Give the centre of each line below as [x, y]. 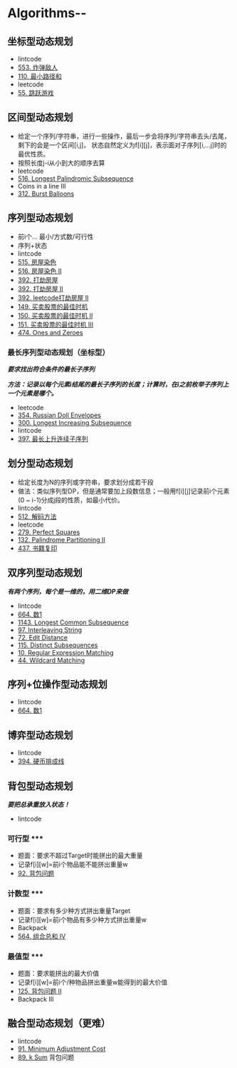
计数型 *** [26, 894]
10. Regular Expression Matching [65, 652]
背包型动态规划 [40, 786]
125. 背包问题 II [39, 991]
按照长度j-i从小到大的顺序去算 [61, 163]
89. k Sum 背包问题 [46, 1057]
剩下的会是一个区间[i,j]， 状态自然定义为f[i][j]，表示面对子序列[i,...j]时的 [122, 145]
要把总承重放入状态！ [38, 804]
